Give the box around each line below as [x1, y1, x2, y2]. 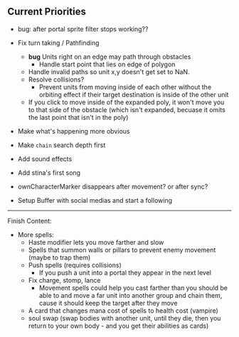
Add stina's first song [17, 168, 80, 177]
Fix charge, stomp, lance [28, 276, 101, 284]
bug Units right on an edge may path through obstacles [28, 52, 191, 61]
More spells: [17, 230, 55, 238]
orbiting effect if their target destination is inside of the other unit [38, 90, 229, 99]
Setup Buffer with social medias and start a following [17, 196, 173, 204]
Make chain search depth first [17, 141, 106, 149]
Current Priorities [7, 6, 87, 18]
